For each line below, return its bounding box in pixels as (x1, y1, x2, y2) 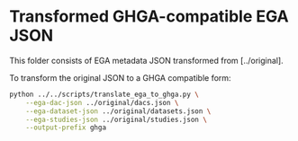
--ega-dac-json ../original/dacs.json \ (25, 98, 179, 107)
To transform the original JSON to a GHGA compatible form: (9, 72, 231, 83)
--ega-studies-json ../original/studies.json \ (25, 115, 207, 124)
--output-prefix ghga (25, 123, 106, 132)
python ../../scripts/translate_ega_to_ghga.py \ (9, 90, 200, 99)
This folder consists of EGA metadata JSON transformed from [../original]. (9, 55, 284, 66)
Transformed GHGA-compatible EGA (9, 6, 290, 27)
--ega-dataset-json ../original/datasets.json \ (25, 106, 212, 116)
